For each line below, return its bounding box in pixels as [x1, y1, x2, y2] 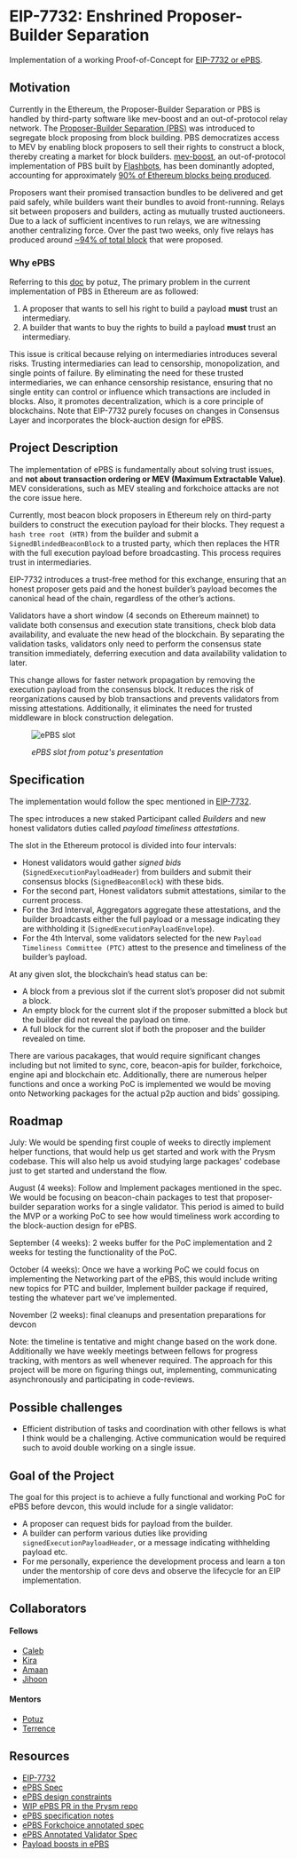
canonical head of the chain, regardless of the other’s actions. [9, 592, 236, 603]
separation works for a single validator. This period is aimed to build [36, 1202, 285, 1212]
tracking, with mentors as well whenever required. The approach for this [9, 1355, 273, 1366]
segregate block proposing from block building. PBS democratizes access [9, 131, 280, 143]
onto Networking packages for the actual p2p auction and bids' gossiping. [9, 1088, 281, 1099]
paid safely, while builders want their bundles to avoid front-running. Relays [9, 196, 285, 207]
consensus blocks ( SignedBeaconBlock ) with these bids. [21, 876, 224, 886]
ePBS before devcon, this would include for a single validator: [9, 1501, 234, 1512]
